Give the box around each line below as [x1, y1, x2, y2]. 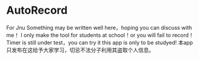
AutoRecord [6, 4, 68, 17]
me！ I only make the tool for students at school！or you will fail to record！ [6, 31, 194, 39]
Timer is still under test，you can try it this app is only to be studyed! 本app [6, 39, 193, 46]
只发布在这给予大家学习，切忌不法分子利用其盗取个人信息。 [6, 46, 154, 54]
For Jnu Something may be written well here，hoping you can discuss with [6, 24, 192, 31]
